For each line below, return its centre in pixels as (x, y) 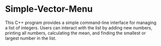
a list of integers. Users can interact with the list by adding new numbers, (79, 27)
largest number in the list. (31, 38)
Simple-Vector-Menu (49, 9)
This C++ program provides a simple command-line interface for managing (81, 23)
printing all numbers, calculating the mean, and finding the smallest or (75, 33)
